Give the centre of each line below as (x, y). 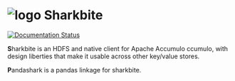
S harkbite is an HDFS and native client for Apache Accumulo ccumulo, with (118, 48)
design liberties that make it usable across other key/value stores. (104, 56)
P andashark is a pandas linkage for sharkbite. (74, 70)
